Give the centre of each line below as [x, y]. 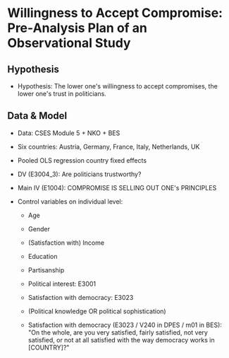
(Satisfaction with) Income [66, 243]
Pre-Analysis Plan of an [78, 28]
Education [43, 256]
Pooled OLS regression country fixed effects [82, 160]
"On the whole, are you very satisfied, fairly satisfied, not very [118, 332]
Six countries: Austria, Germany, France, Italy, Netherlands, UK [109, 146]
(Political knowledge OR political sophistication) [97, 311]
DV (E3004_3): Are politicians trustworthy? [79, 174]
